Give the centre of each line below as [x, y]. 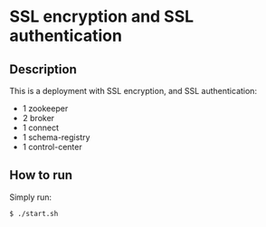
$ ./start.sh [34, 213]
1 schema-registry [56, 137]
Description [43, 69]
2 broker [38, 118]
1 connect [41, 128]
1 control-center [52, 147]
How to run [41, 175]
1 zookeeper [45, 109]
